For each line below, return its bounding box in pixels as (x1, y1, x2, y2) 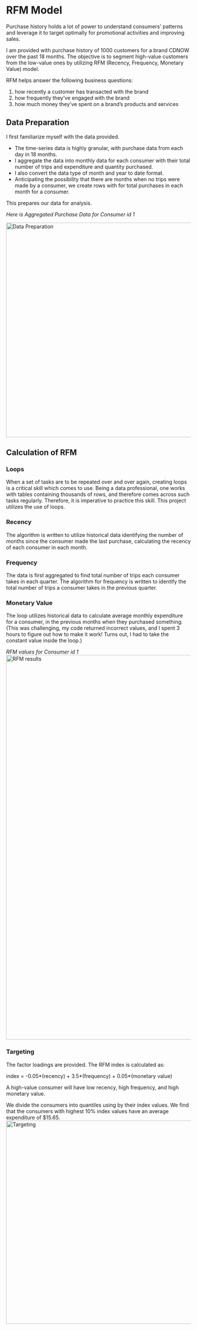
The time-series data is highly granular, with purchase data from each (14, 144, 184, 151)
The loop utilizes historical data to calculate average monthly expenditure (6, 612, 184, 619)
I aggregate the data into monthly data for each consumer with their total (14, 157, 191, 164)
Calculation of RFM (6, 448, 77, 458)
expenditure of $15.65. (6, 1114, 60, 1121)
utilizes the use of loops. (6, 504, 66, 511)
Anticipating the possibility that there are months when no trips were (14, 175, 180, 182)
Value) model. (6, 65, 40, 72)
